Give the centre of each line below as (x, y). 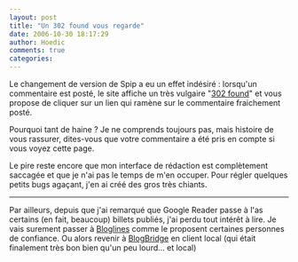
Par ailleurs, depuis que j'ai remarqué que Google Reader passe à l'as (136, 210)
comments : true (37, 51)
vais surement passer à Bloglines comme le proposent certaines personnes (147, 229)
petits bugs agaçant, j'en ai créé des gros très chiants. (108, 184)
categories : (31, 59)
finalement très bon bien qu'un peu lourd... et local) (103, 248)
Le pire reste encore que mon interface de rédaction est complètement (139, 166)
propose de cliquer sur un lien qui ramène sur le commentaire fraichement (145, 103)
